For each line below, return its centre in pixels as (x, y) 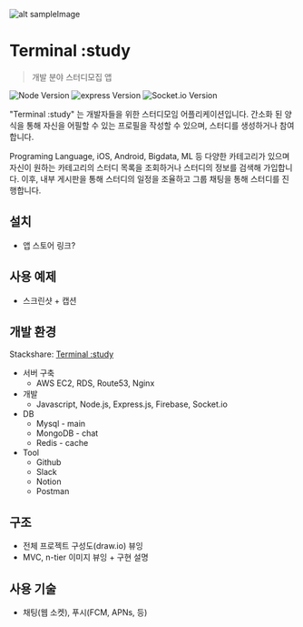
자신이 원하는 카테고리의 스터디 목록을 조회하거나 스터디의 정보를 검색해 (135, 167)
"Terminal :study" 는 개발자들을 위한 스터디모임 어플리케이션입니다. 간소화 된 (146, 114)
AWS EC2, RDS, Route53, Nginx (95, 383)
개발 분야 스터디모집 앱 (72, 76)
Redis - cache (62, 443)
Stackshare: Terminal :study (62, 354)
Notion (49, 481)
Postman (53, 491)
